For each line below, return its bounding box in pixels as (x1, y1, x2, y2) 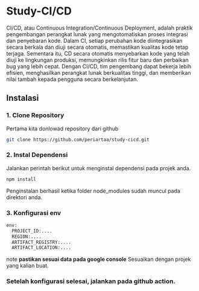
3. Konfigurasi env (6, 208, 62, 217)
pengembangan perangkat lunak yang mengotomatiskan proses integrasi (6, 30, 188, 37)
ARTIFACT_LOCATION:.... (11, 245, 71, 251)
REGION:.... (11, 234, 42, 240)
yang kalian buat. (6, 262, 49, 269)
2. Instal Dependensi (6, 151, 68, 159)
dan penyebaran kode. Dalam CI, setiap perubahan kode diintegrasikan (6, 37, 183, 44)
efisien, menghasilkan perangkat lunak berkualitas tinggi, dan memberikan (6, 69, 191, 76)
